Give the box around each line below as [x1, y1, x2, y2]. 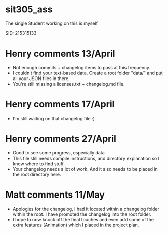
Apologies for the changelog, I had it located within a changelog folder [12, 206, 159, 212]
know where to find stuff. [12, 161, 65, 167]
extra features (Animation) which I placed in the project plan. [12, 222, 139, 228]
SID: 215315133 [5, 30, 37, 36]
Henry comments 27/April [5, 133, 116, 144]
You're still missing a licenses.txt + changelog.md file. [12, 81, 125, 87]
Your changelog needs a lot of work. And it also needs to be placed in [12, 166, 158, 172]
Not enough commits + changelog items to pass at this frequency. [12, 64, 151, 70]
